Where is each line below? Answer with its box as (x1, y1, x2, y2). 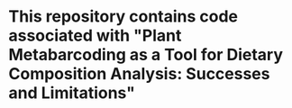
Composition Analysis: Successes (8, 64, 270, 85)
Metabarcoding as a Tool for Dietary (8, 45, 284, 65)
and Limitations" (8, 83, 136, 103)
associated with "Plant (8, 25, 182, 46)
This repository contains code (8, 6, 239, 27)
